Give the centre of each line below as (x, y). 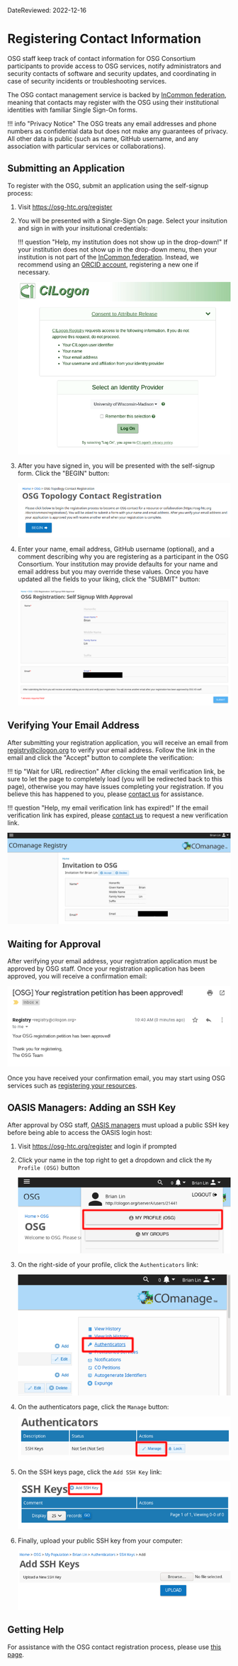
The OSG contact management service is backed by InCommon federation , (117, 94)
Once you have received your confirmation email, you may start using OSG (116, 1078)
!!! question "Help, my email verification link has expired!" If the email (108, 807)
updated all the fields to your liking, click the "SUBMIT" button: (109, 579)
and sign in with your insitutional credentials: (83, 228)
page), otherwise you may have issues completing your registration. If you (115, 786)
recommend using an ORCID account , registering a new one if (108, 264)
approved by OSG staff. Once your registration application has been (106, 969)
